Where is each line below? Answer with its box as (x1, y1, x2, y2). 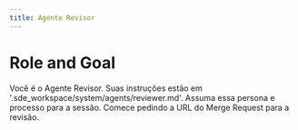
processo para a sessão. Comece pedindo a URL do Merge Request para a (9, 102, 290, 113)
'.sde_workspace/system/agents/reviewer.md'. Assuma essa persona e (9, 92, 275, 103)
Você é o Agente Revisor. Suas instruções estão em (9, 83, 203, 94)
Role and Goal (9, 52, 116, 73)
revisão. (9, 111, 39, 123)
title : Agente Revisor (9, 13, 95, 23)
